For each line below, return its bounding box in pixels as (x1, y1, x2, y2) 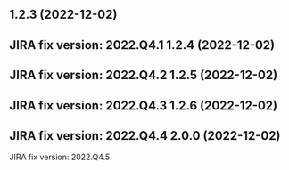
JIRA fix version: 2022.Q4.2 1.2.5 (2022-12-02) (9, 68, 278, 83)
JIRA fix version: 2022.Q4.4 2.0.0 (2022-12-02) (9, 128, 281, 143)
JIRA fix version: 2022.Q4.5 (9, 151, 111, 163)
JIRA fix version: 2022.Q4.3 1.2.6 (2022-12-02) (9, 98, 278, 113)
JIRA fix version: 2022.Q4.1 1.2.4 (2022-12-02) (9, 37, 276, 53)
